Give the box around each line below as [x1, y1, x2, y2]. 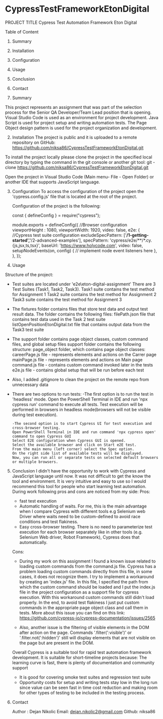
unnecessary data [12, 382, 49, 387]
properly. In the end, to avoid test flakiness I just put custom [19, 599, 140, 605]
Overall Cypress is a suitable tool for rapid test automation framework [12, 649, 152, 655]
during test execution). [12, 412, 58, 418]
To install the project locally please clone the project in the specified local [5, 154, 152, 160]
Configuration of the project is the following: [12, 203, 101, 209]
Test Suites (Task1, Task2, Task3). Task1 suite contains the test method [12, 286, 155, 292]
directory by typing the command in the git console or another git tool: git [5, 159, 152, 165]
